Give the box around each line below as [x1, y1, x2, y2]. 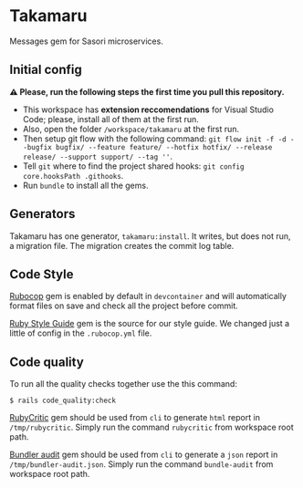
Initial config [9, 62, 82, 78]
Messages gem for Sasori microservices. [9, 36, 164, 47]
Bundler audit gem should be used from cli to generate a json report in [9, 449, 278, 461]
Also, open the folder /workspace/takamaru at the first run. [22, 123, 240, 134]
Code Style [9, 266, 74, 282]
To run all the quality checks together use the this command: [9, 379, 237, 389]
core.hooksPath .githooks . [22, 170, 124, 181]
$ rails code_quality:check [9, 396, 117, 406]
